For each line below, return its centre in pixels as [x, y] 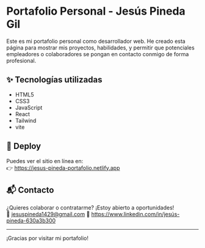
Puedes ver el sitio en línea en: [45, 161]
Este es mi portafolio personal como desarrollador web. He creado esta [96, 41]
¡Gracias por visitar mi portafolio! [48, 238]
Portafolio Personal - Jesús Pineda [96, 11]
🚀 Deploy [24, 146]
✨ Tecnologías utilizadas [54, 80]
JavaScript [29, 108]
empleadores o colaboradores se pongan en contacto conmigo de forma [98, 54]
